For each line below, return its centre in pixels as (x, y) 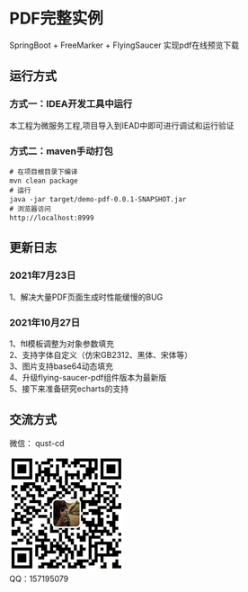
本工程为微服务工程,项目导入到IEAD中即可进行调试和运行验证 (122, 125)
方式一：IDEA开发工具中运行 (71, 104)
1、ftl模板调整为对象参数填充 (62, 344)
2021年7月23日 (43, 275)
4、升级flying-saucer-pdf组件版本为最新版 (88, 377)
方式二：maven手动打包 (62, 151)
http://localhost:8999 (52, 218)
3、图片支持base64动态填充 (62, 366)
